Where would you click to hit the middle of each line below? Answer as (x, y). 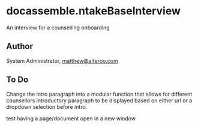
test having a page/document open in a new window (71, 118)
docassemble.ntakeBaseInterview (94, 11)
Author (19, 46)
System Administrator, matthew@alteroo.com (62, 60)
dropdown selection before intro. (47, 106)
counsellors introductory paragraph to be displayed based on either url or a (99, 100)
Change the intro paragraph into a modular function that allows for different (99, 94)
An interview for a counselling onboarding (58, 28)
